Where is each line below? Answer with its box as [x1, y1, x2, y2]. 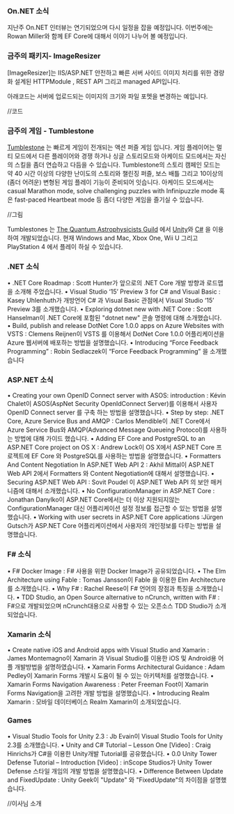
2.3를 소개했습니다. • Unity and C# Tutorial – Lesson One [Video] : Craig [7, 741, 211, 749]
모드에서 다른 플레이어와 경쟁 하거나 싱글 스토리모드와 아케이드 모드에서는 [14, 151, 214, 160]
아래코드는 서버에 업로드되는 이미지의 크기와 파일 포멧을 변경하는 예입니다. [7, 92, 208, 100]
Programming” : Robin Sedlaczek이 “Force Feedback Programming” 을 [7, 347, 209, 356]
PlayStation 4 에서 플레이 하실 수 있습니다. [7, 242, 123, 250]
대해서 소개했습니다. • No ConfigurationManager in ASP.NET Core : [25, 487, 215, 495]
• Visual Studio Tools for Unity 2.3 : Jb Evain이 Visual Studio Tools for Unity [7, 732, 223, 741]
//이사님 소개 [7, 799, 42, 808]
